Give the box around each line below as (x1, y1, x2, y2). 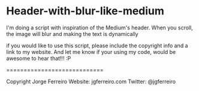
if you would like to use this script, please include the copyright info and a (6, 42, 188, 49)
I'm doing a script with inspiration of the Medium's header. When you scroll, (6, 24, 193, 31)
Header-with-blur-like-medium (6, 4, 165, 18)
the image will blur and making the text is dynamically (6, 30, 139, 37)
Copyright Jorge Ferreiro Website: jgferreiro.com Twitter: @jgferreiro (6, 78, 176, 85)
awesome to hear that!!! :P (6, 54, 71, 62)
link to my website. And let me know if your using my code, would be (6, 48, 176, 55)
